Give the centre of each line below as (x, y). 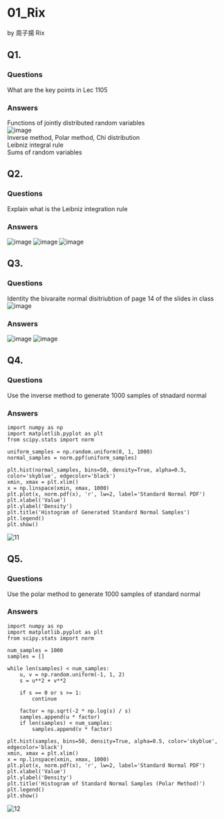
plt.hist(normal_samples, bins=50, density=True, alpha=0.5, (97, 470)
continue (45, 699)
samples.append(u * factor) (60, 717)
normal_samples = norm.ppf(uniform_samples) (72, 458)
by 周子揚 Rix (26, 33)
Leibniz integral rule (35, 145)
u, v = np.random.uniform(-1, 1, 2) (73, 674)
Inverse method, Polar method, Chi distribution (74, 137)
